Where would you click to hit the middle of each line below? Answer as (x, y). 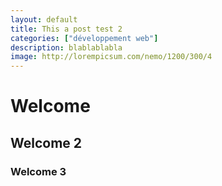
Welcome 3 (38, 171)
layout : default (44, 19)
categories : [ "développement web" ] (84, 38)
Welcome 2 (46, 142)
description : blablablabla (66, 47)
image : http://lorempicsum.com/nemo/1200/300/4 (111, 57)
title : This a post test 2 (66, 29)
